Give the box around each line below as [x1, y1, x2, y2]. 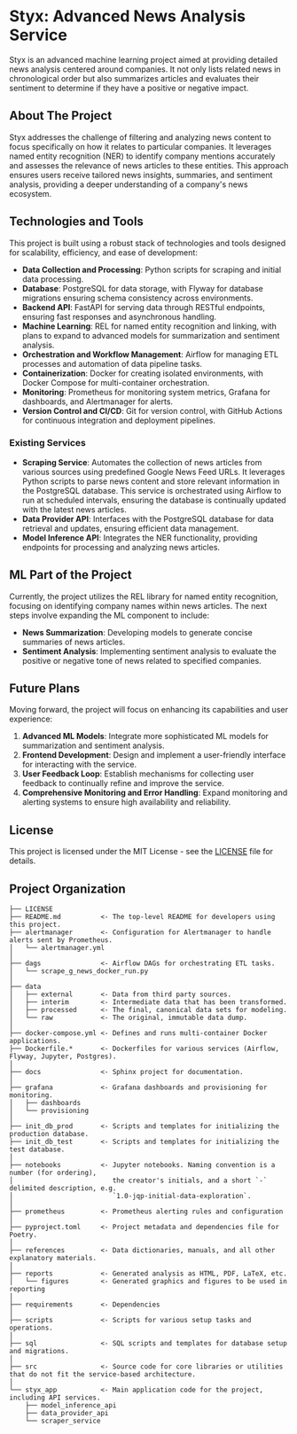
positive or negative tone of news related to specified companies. [21, 655, 262, 666]
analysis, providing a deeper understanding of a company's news [9, 179, 248, 190]
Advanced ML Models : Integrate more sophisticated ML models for [21, 731, 269, 742]
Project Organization [9, 881, 126, 896]
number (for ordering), [9, 1168, 98, 1178]
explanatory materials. [9, 1254, 98, 1263]
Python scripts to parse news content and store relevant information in [21, 476, 280, 487]
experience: [9, 713, 53, 724]
